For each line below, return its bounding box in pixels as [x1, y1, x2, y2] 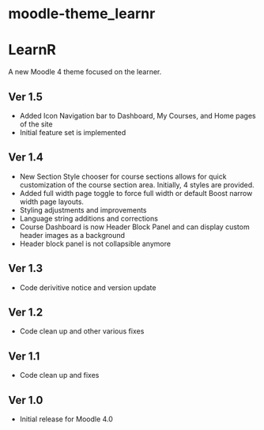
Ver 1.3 [8, 262, 43, 275]
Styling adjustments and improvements [19, 205, 148, 214]
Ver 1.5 [8, 90, 43, 104]
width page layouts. [19, 197, 85, 206]
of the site [19, 119, 53, 129]
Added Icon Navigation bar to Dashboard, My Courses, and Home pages [19, 111, 256, 120]
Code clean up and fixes [19, 371, 100, 380]
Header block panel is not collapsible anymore [19, 239, 172, 248]
